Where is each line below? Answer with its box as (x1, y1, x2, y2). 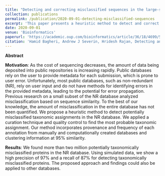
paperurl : (5, 35, 26, 40)
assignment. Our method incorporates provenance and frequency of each (5, 125, 155, 130)
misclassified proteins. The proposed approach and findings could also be (5, 160, 156, 166)
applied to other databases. (5, 165, 61, 171)
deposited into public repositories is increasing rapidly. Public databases (5, 67, 152, 73)
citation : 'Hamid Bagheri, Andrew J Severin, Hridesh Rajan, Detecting (5, 39, 155, 44)
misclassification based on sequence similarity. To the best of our (5, 99, 138, 104)
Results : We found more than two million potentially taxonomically (5, 144, 139, 150)
